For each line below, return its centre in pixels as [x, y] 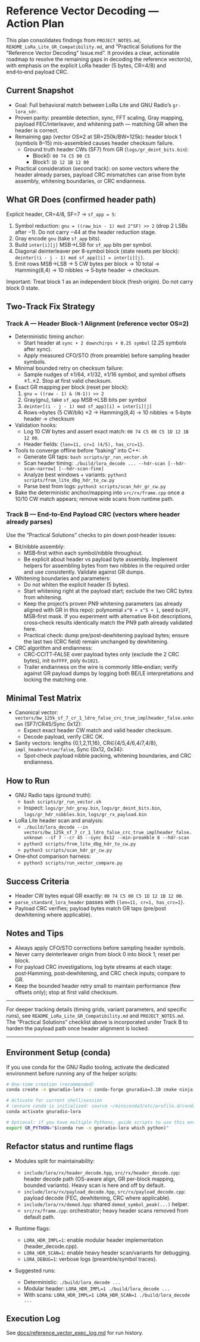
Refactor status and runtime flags [70, 1147]
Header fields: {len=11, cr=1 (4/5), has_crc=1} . [84, 444]
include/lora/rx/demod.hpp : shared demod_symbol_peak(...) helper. [106, 1204]
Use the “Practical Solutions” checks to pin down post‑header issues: [91, 535]
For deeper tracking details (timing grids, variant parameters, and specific [97, 1009]
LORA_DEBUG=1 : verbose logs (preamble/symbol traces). [90, 1259]
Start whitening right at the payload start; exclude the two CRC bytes [108, 591]
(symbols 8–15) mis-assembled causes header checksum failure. [94, 143]
